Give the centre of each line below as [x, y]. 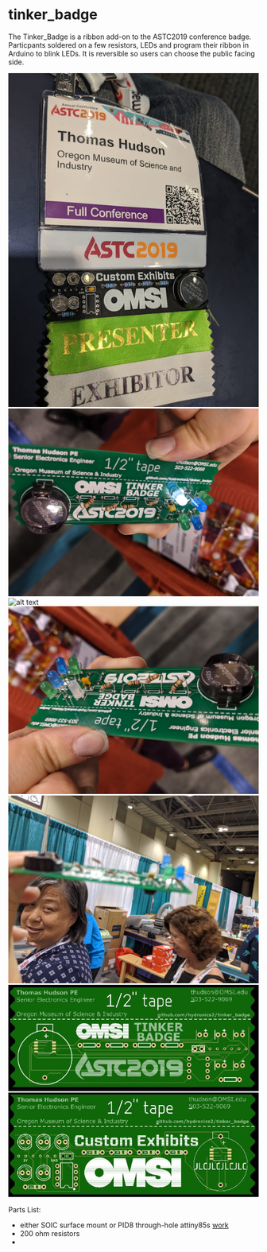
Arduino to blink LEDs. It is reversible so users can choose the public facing [132, 53]
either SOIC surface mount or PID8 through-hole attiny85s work [124, 1225]
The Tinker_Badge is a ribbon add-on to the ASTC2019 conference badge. [130, 37]
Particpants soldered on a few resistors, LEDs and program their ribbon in [128, 45]
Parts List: [25, 1209]
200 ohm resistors [50, 1233]
